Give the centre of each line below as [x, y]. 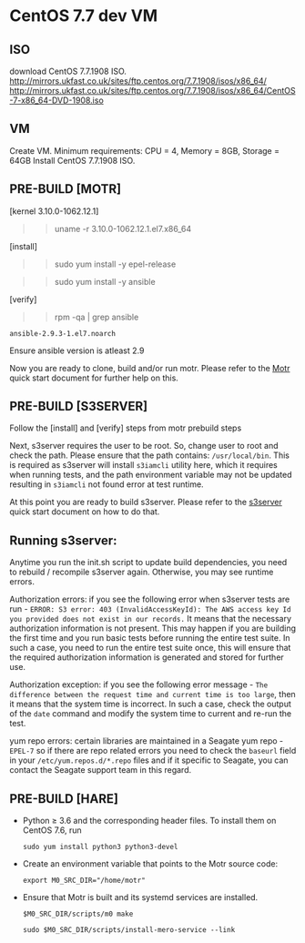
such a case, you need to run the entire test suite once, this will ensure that [150, 648]
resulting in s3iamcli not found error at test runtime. [107, 484]
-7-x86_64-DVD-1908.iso [57, 100]
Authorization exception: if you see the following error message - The [139, 684]
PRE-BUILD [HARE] [64, 799]
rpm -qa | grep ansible [97, 317]
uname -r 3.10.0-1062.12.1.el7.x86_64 [123, 228]
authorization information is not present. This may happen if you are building [153, 628]
